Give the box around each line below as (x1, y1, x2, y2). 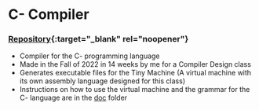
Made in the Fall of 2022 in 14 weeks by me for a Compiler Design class (19, 60, 251, 69)
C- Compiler (8, 5, 89, 24)
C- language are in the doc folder (19, 93, 128, 103)
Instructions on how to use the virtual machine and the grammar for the (19, 85, 250, 94)
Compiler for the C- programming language (19, 51, 160, 60)
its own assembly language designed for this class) (19, 76, 186, 86)
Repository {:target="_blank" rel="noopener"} (8, 34, 189, 45)
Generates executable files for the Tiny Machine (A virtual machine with (19, 68, 252, 78)
